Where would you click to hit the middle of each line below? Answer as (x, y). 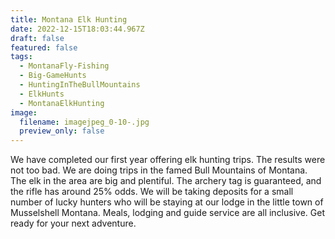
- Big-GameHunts (53, 76)
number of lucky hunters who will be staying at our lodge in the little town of (167, 202)
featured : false (44, 47)
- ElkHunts (42, 94)
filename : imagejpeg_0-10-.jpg (84, 122)
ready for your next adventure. (73, 223)
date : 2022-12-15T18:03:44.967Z (77, 29)
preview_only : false (62, 131)
